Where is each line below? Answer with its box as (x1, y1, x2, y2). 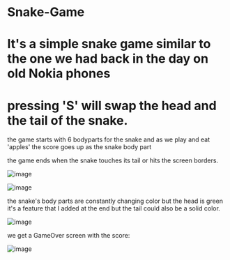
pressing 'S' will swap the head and (7, 98, 217, 114)
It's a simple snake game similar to (7, 36, 211, 52)
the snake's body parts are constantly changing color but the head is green (7, 197, 224, 206)
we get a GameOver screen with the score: (7, 231, 130, 240)
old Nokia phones (7, 66, 111, 82)
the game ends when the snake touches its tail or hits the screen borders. (7, 156, 218, 165)
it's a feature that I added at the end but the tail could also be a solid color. (7, 204, 221, 213)
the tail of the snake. (7, 112, 128, 128)
